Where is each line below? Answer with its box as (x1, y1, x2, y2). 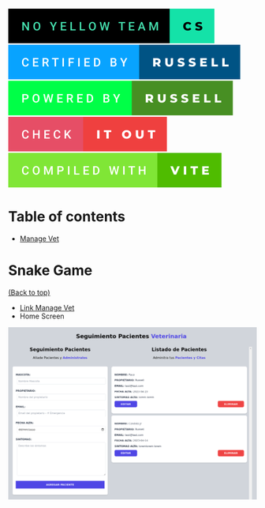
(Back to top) (8, 288, 50, 297)
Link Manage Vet (19, 303, 75, 312)
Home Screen (19, 311, 65, 321)
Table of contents (8, 208, 126, 226)
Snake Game (8, 262, 93, 280)
